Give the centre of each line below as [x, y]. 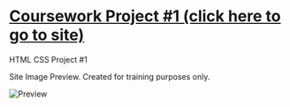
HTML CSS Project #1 [49, 59]
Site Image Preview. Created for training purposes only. [110, 76]
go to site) [47, 35]
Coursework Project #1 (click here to [145, 16]
